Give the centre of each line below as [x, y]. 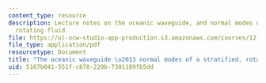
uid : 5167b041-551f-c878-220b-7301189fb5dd [81, 67]
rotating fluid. [42, 30]
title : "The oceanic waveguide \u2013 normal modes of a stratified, [125, 60]
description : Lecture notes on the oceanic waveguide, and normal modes [131, 23]
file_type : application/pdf [55, 45]
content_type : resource [47, 15]
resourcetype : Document [47, 52]
